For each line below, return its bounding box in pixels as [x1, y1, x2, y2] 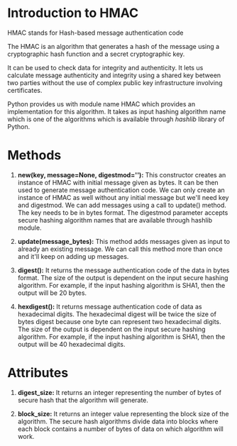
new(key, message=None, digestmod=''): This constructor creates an [17, 170, 226, 179]
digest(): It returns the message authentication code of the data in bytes [17, 266, 230, 274]
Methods [7, 147, 62, 164]
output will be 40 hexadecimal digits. [17, 340, 126, 348]
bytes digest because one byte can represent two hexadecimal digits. [17, 317, 221, 325]
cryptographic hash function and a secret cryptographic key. [7, 50, 185, 58]
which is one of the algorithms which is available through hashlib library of [7, 115, 225, 123]
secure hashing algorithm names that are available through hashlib [17, 216, 213, 224]
